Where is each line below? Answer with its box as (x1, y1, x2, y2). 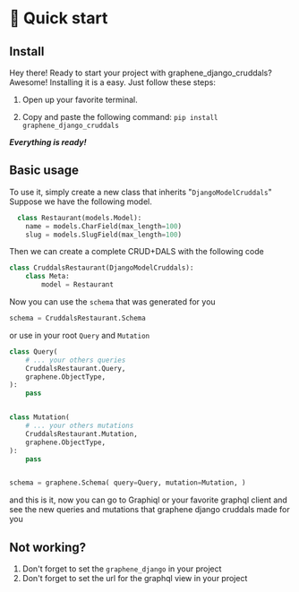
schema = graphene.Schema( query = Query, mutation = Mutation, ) (9, 478, 246, 487)
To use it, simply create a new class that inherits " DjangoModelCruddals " (9, 186, 272, 197)
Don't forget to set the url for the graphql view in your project (21, 573, 248, 584)
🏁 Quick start (9, 8, 108, 29)
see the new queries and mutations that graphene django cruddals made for (9, 504, 290, 515)
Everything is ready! (9, 137, 87, 147)
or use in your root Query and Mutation (9, 330, 150, 340)
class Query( (9, 347, 58, 356)
